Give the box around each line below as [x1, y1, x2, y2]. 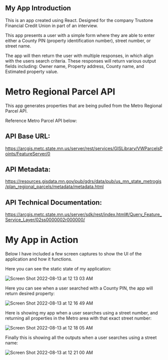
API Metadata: [5, 165, 51, 173]
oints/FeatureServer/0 [5, 150, 50, 156]
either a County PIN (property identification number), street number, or [5, 37, 151, 43]
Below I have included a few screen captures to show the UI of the [5, 251, 142, 257]
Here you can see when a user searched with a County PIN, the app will [5, 285, 153, 291]
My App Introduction [5, 4, 71, 12]
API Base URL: [5, 132, 50, 140]
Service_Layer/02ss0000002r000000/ [5, 217, 85, 223]
